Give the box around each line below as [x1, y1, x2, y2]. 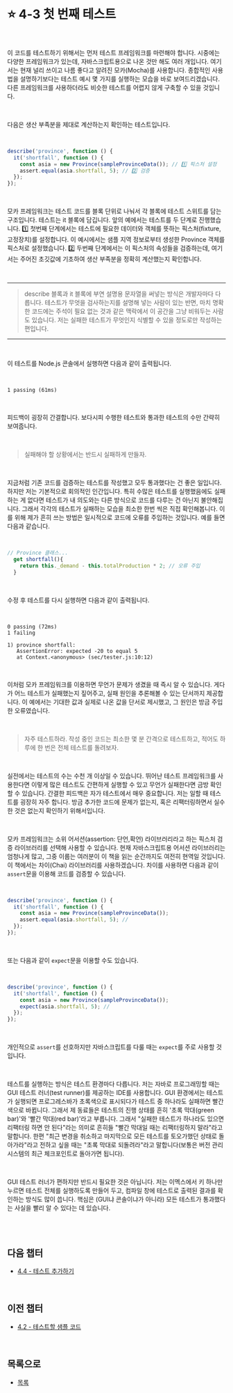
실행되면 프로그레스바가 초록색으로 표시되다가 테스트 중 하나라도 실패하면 [14, 1097, 212, 1105]
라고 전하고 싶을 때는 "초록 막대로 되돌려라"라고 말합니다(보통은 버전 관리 [26, 1141, 224, 1149]
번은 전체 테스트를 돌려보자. [44, 743, 119, 752]
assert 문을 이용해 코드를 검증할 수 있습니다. [7, 869, 126, 878]
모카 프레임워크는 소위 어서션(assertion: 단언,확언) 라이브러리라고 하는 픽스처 [7, 835, 216, 843]
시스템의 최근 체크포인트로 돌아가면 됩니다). [7, 1149, 125, 1158]
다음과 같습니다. [7, 522, 51, 530]
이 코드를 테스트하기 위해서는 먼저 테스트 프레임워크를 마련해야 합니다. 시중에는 [7, 48, 221, 56]
